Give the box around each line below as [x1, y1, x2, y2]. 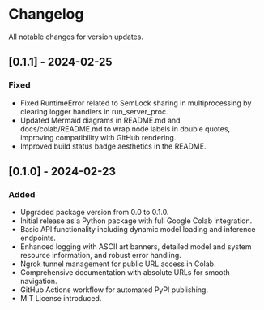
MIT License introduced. [19, 294, 102, 304]
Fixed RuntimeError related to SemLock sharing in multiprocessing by [19, 98, 252, 108]
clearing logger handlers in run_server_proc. [19, 106, 168, 116]
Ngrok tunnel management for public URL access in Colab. [19, 259, 216, 269]
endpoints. [19, 233, 57, 243]
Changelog [8, 5, 84, 24]
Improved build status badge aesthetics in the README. [19, 141, 207, 151]
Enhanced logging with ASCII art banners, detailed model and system [19, 242, 253, 252]
